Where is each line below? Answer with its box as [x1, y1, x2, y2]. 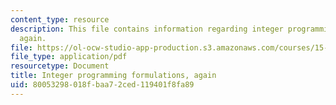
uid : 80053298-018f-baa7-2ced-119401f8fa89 [10, 80, 195, 90]
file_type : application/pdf [10, 52, 128, 62]
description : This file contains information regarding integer [10, 24, 284, 34]
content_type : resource [10, 14, 110, 25]
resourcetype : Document [10, 61, 110, 71]
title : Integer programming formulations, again [10, 71, 217, 81]
